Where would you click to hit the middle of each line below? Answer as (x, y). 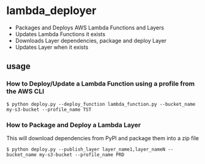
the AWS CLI (25, 91)
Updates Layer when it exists (52, 47)
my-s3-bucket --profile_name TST (49, 110)
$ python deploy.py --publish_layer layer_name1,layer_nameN (86, 149)
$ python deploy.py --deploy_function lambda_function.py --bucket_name (101, 104)
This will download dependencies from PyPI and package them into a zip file (102, 138)
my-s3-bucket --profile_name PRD (81, 155)
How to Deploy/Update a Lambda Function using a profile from (101, 84)
